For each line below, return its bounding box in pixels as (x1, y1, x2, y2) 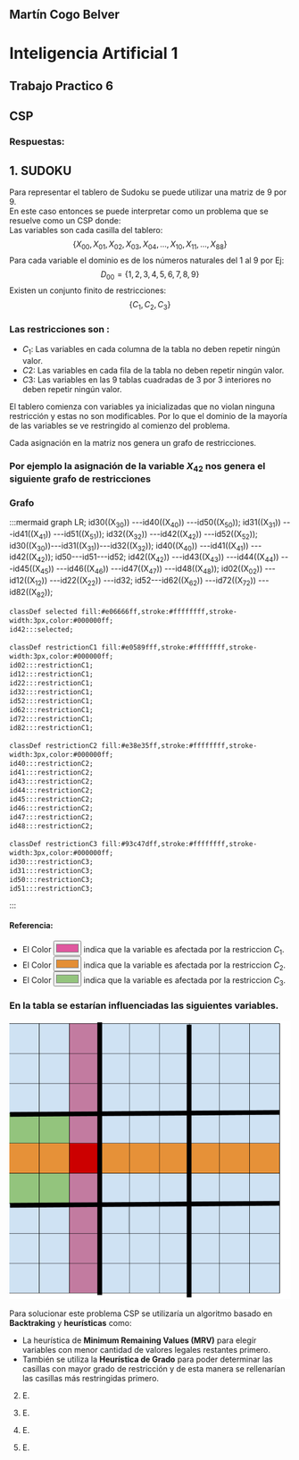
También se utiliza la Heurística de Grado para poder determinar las (21, 1354, 274, 1365)
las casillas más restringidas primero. (21, 1373, 159, 1384)
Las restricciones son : (9, 323, 110, 336)
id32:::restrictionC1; (9, 687, 94, 696)
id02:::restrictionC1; (9, 660, 94, 669)
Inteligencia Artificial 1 (9, 43, 179, 63)
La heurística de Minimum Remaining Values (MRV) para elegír (21, 1335, 257, 1346)
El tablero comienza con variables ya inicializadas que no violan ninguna (9, 401, 275, 412)
